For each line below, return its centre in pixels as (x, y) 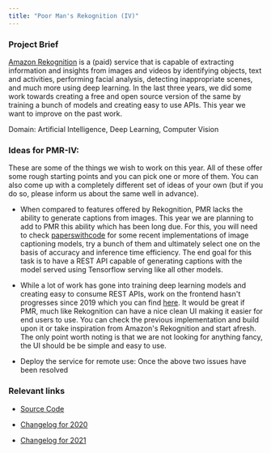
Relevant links (37, 391)
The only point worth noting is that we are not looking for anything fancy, (141, 337)
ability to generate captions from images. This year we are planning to (137, 218)
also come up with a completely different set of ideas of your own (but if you (136, 185)
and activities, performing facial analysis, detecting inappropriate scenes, (131, 79)
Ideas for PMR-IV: (44, 150)
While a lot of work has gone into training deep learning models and (133, 285)
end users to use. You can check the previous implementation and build (140, 320)
